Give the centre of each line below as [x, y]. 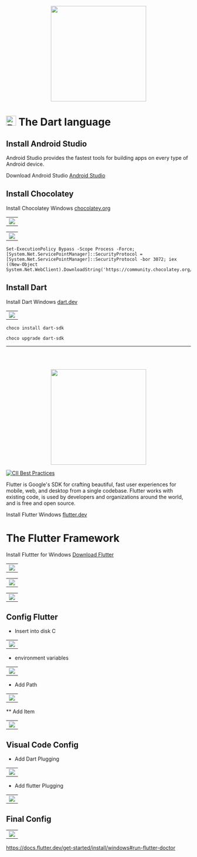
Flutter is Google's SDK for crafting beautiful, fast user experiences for [91, 484]
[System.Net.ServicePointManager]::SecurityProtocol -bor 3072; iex [91, 259]
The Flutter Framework [63, 538]
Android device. [25, 164]
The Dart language [65, 122]
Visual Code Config [43, 744]
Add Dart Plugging [37, 759]
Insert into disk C [35, 631]
